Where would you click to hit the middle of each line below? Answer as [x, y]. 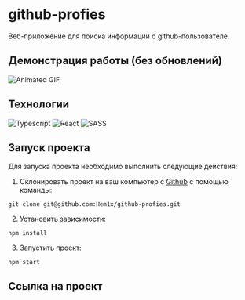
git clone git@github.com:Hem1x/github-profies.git [94, 204]
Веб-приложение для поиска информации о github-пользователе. [119, 36]
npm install [27, 233]
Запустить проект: [50, 248]
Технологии [38, 105]
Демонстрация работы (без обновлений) [115, 61]
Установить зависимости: [62, 219]
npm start [24, 262]
